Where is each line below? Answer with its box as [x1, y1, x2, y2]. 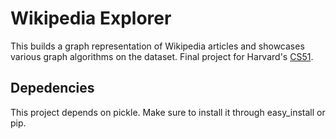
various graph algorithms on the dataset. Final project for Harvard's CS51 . [10, 50, 314, 62]
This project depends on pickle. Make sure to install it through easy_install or [10, 106, 326, 118]
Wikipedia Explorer [10, 7, 172, 30]
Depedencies [10, 80, 95, 97]
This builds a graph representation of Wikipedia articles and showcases [10, 40, 305, 52]
